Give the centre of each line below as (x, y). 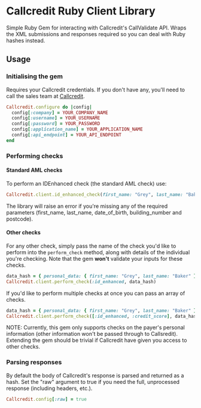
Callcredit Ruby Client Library (81, 11)
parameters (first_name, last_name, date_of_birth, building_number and (94, 212)
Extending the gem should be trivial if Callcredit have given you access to (97, 340)
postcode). (19, 219)
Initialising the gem (34, 76)
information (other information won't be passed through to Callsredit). (92, 334)
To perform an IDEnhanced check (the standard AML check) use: (86, 183)
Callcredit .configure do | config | (49, 107)
